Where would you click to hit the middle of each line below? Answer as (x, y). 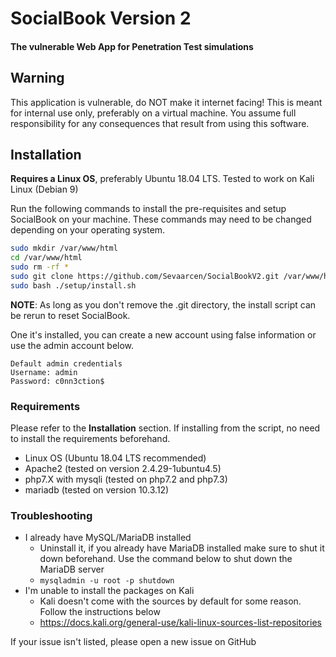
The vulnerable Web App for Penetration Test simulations (132, 46)
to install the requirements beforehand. (90, 439)
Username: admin (44, 372)
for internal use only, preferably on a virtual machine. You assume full (153, 113)
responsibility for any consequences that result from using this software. (160, 123)
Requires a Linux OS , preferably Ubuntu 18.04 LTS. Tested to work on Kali (162, 179)
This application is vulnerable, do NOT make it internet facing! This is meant (166, 102)
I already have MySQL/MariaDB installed (108, 538)
